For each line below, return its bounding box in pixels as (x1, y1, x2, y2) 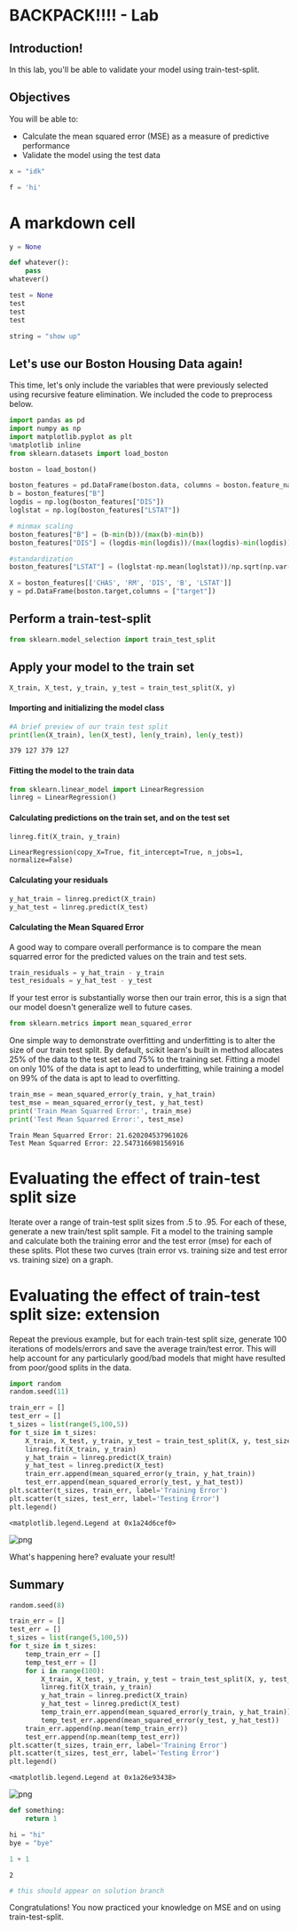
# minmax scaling (9, 522, 74, 531)
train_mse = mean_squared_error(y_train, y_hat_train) (9, 1090, 216, 1099)
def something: (9, 1806, 66, 1815)
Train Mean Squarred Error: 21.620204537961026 (9, 1130, 189, 1140)
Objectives (9, 90, 71, 105)
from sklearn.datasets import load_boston (9, 449, 169, 458)
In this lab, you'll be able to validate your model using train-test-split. (9, 64, 260, 75)
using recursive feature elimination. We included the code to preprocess (9, 389, 273, 400)
